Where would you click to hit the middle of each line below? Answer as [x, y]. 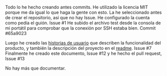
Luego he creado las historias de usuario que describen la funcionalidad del [83, 43]
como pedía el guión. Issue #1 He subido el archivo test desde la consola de [83, 23]
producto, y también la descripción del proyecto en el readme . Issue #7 [79, 48]
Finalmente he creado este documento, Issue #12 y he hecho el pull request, [83, 53]
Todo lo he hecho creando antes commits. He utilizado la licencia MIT [77, 7]
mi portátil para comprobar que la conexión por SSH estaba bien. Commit [81, 28]
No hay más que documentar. [35, 68]
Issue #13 [15, 58]
